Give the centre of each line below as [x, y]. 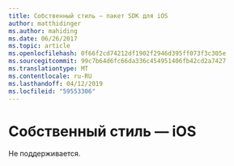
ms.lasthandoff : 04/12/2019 [56, 83]
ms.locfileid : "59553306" [52, 91]
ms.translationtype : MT [49, 69]
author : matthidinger [45, 23]
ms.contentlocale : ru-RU [50, 76]
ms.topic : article [39, 46]
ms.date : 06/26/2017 [43, 38]
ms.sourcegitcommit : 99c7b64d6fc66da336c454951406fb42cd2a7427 [117, 62]
